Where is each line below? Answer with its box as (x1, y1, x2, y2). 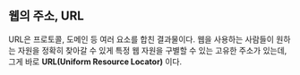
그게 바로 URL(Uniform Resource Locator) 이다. (8, 56, 183, 67)
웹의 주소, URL (8, 8, 84, 24)
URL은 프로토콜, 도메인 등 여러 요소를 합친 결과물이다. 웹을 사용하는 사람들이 (8, 34, 275, 45)
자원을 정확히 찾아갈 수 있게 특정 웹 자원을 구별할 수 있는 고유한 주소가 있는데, (17, 45, 287, 55)
